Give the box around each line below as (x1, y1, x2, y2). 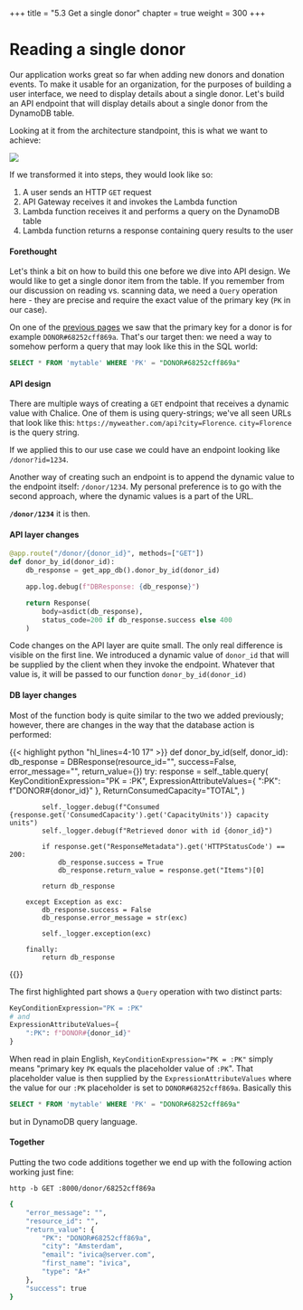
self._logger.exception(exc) (42, 928, 152, 938)
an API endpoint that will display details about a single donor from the (9, 98, 269, 108)
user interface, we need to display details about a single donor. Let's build (9, 88, 285, 99)
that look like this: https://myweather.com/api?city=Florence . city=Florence (9, 418, 292, 429)
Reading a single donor (9, 40, 186, 60)
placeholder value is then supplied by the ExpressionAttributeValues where (9, 1073, 292, 1083)
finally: (25, 945, 59, 954)
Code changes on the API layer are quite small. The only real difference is (9, 640, 283, 651)
